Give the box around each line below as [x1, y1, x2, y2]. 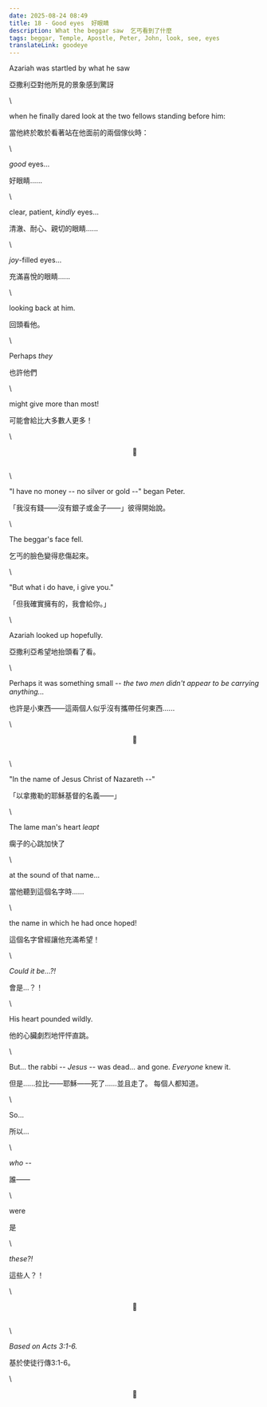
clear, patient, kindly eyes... [9, 207, 99, 217]
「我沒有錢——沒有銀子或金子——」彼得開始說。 [9, 503, 170, 512]
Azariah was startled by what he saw [9, 63, 131, 73]
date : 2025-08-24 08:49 [9, 11, 88, 20]
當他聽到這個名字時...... [9, 887, 84, 896]
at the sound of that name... [9, 871, 100, 880]
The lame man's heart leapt [9, 823, 100, 832]
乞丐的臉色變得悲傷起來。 [9, 551, 93, 560]
